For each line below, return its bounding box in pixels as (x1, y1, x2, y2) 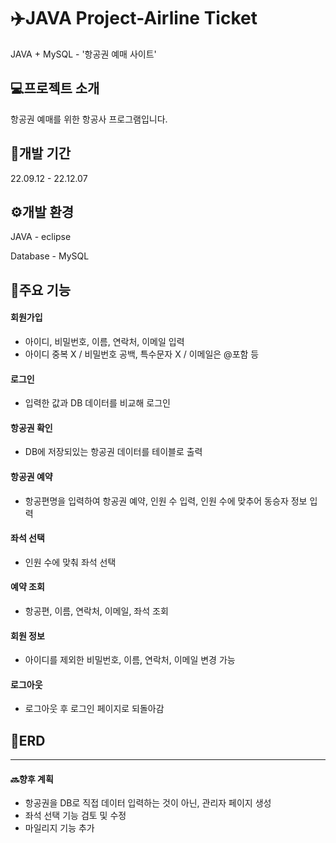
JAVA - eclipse (10, 231, 72, 243)
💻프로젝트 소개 (10, 80, 100, 97)
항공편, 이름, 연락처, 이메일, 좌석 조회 (24, 605, 169, 617)
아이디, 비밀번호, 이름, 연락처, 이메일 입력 (24, 335, 185, 347)
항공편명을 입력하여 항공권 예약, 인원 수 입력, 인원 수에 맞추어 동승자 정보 (24, 495, 308, 507)
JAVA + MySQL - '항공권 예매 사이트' (10, 48, 157, 60)
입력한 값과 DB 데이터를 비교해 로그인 (24, 397, 171, 409)
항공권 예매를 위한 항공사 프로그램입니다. (10, 113, 168, 125)
